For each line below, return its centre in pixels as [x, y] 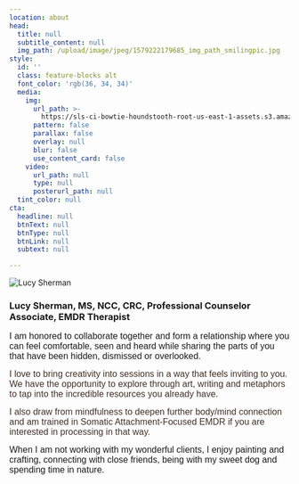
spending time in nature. [57, 470]
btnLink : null [43, 242]
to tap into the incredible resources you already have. [114, 394]
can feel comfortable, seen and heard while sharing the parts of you [142, 346]
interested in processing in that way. [80, 432]
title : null [40, 34]
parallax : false [63, 134]
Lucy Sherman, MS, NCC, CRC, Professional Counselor [130, 306]
